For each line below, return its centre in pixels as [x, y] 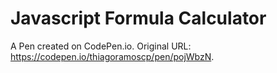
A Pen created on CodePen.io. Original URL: [101, 46]
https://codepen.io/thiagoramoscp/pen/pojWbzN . [112, 56]
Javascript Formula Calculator [138, 18]
